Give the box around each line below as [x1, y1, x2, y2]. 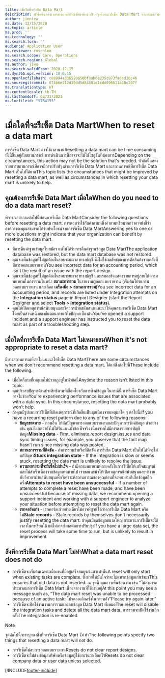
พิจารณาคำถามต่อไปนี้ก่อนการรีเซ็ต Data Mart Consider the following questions [5, 214, 148, 220]
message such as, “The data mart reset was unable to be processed [12, 591, 151, 596]
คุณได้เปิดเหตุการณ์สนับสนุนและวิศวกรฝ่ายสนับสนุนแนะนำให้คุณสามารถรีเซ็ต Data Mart [12, 305, 158, 311]
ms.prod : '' [5, 30, 29, 35]
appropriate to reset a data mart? [5, 343, 108, 352]
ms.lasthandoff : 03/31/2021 [5, 94, 63, 99]
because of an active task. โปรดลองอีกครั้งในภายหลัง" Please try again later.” [12, 595, 157, 602]
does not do [5, 556, 43, 564]
